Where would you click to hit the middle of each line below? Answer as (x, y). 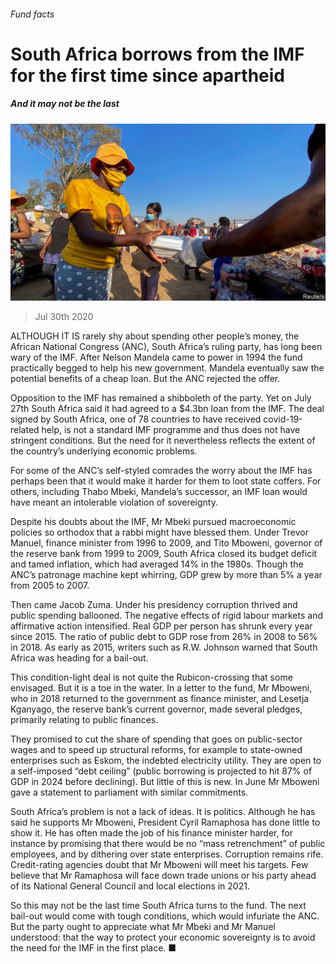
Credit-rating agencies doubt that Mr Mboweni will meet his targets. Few (159, 865)
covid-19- (283, 419)
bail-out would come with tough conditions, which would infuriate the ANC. (165, 916)
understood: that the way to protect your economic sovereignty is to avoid (163, 937)
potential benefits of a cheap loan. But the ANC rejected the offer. (145, 379)
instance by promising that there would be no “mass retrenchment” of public (168, 844)
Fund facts (32, 14)
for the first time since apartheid (147, 75)
